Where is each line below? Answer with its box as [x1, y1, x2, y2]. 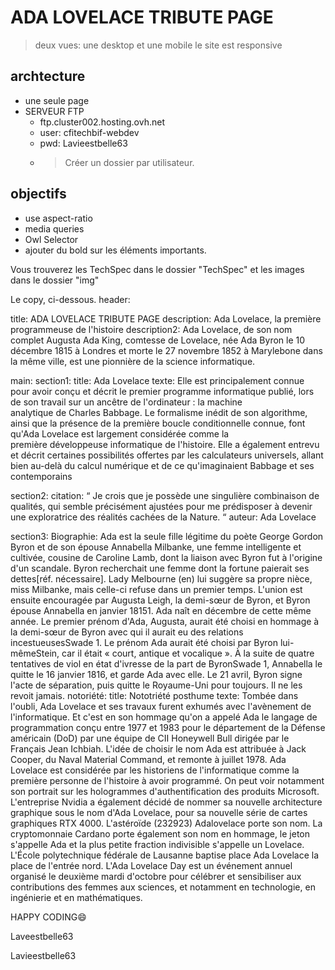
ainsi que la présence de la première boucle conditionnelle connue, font [10, 417, 306, 429]
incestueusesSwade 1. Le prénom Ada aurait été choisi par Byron [10, 636, 278, 648]
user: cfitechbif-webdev [39, 126, 140, 138]
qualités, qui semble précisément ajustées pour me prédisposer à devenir [10, 500, 313, 512]
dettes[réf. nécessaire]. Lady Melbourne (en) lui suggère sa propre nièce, [10, 572, 313, 585]
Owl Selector [24, 233, 79, 245]
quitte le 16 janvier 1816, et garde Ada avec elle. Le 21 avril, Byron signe [10, 668, 303, 680]
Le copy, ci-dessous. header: [10, 293, 131, 305]
